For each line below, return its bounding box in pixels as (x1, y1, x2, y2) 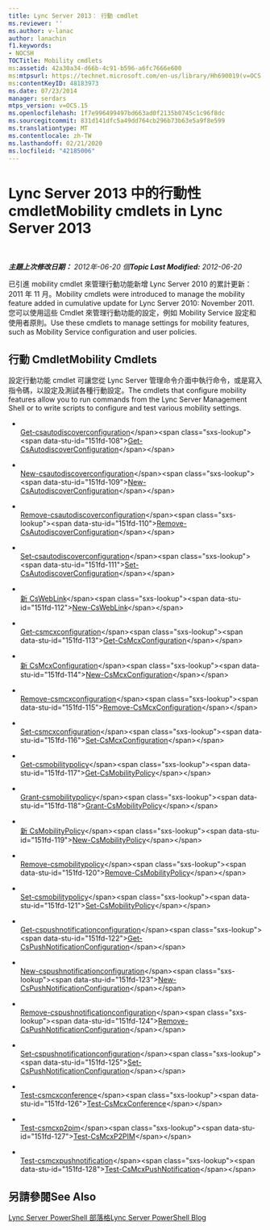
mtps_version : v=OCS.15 (8, 102, 89, 110)
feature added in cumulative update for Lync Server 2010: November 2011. (8, 298, 255, 308)
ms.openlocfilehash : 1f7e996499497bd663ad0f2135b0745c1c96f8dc (8, 110, 226, 118)
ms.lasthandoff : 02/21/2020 (8, 139, 103, 148)
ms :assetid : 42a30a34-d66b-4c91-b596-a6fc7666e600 (8, 65, 182, 73)
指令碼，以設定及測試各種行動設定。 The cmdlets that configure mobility (8, 386, 247, 395)
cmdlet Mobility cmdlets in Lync (8, 202, 223, 220)
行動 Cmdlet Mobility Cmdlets (8, 352, 157, 366)
